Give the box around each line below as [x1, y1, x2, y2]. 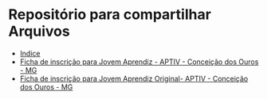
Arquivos [8, 22, 70, 40]
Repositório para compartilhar [8, 6, 211, 24]
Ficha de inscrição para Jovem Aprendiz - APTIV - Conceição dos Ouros [19, 57, 259, 67]
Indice [19, 48, 41, 58]
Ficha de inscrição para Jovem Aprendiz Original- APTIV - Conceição [19, 74, 249, 83]
